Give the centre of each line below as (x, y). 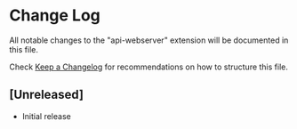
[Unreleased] (47, 95)
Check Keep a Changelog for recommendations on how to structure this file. (149, 67)
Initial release (46, 116)
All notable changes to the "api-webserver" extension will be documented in (149, 40)
